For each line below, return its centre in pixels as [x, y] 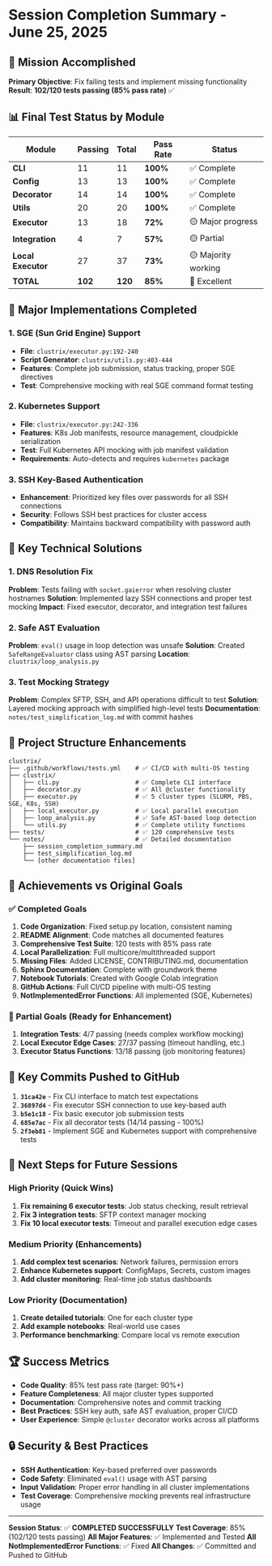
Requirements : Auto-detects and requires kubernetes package [125, 458]
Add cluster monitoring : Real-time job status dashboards [116, 1279]
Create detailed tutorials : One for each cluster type [106, 1318]
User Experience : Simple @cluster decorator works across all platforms [140, 1420]
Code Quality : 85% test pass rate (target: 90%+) [102, 1385]
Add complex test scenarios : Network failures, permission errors [129, 1262]
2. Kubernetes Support [54, 406]
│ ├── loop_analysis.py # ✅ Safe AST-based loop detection [132, 818]
